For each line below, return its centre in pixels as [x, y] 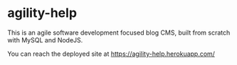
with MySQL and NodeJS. [45, 40]
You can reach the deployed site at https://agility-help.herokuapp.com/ [111, 54]
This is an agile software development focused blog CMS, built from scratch [119, 32]
